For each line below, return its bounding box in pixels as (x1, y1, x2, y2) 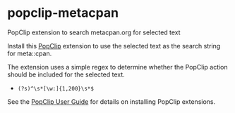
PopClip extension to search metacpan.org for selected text (7, 28, 181, 36)
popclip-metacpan (7, 5, 119, 21)
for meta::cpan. (7, 49, 52, 58)
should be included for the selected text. (7, 70, 125, 79)
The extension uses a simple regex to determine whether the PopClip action (7, 62, 228, 71)
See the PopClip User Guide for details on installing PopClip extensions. (7, 97, 216, 106)
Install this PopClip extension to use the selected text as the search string (7, 41, 221, 50)
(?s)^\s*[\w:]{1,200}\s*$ (17, 85, 94, 92)
